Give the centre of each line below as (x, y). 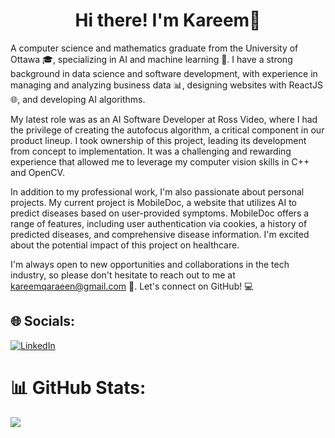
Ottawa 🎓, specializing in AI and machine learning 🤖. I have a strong (151, 59)
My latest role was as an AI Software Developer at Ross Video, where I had (164, 119)
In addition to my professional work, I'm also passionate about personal (157, 191)
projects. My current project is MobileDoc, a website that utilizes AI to (153, 202)
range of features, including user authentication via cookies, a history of (159, 223)
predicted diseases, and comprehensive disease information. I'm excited (160, 234)
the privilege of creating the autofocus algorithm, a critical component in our (167, 130)
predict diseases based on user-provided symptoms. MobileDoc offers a (160, 213)
